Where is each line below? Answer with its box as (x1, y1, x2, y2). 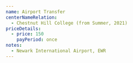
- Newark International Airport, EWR (11, 48, 106, 54)
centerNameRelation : (5, 14, 58, 20)
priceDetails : (5, 25, 42, 32)
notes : (5, 43, 22, 49)
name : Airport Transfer (5, 8, 66, 15)
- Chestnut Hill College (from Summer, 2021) (11, 20, 128, 26)
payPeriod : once (16, 37, 58, 43)
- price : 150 (11, 31, 44, 37)
